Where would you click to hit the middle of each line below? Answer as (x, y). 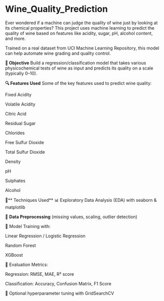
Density (13, 161)
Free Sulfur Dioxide (25, 142)
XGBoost (14, 255)
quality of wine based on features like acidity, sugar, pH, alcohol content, (79, 33)
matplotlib (15, 207)
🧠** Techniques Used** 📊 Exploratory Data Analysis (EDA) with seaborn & (81, 200)
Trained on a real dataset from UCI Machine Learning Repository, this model (82, 48)
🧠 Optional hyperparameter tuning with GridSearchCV (60, 293)
